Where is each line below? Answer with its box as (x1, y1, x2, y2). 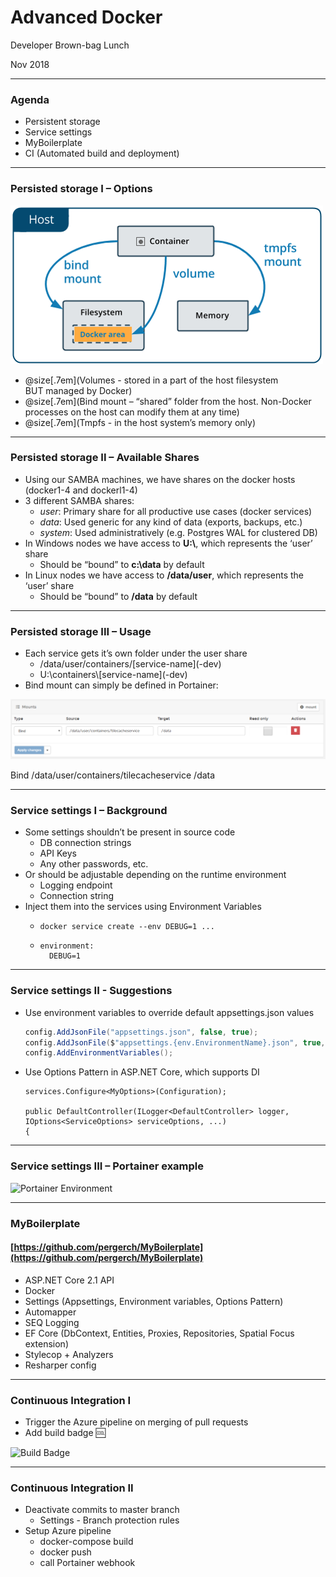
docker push (39, 1546, 92, 1558)
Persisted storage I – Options (10, 182, 153, 196)
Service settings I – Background (10, 804, 168, 818)
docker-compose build (39, 1536, 134, 1548)
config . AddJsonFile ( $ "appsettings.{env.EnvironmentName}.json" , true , (24, 1037, 326, 1048)
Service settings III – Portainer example (10, 1159, 205, 1173)
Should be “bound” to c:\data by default (39, 558, 205, 570)
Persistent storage (24, 116, 101, 128)
